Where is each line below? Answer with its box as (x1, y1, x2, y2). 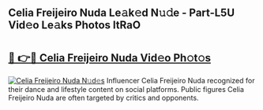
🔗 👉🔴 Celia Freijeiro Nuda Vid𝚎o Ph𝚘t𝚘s (8, 51, 212, 64)
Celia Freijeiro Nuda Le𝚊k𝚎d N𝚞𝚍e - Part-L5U (8, 6, 235, 20)
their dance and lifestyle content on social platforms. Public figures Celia (8, 85, 245, 93)
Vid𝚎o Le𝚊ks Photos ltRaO (8, 19, 141, 32)
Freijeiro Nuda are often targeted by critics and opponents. (8, 93, 199, 102)
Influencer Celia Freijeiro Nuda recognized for (106, 76, 255, 85)
